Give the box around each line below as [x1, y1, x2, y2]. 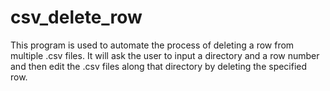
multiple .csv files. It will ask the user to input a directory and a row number [10, 49, 320, 61]
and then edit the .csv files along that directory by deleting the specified [10, 60, 308, 72]
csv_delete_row [10, 6, 143, 29]
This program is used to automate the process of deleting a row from [10, 39, 295, 51]
